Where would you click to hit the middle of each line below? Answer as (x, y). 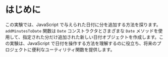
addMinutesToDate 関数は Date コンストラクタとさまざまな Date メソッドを (82, 30)
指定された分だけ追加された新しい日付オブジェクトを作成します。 (91, 37)
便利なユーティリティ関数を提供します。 (73, 49)
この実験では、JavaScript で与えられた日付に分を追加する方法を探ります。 (83, 24)
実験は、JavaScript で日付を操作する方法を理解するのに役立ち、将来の (83, 43)
